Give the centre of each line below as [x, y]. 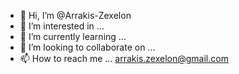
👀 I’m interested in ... [62, 26]
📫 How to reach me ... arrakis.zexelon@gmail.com [124, 58]
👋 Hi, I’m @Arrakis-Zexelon [75, 15]
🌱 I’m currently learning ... [73, 36]
